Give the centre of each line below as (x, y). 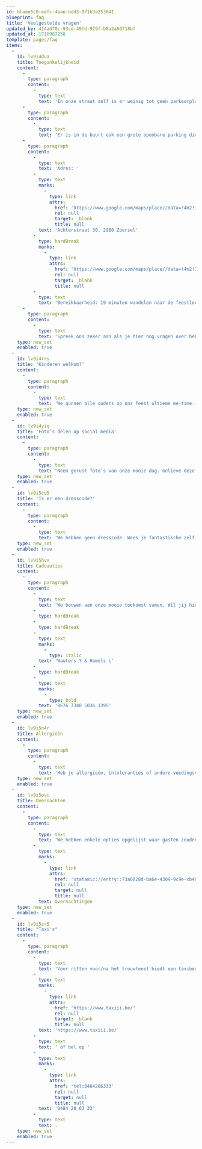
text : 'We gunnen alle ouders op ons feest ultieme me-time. (117, 404)
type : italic (66, 655)
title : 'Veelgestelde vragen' (44, 23)
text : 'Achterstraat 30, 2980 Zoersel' (88, 230)
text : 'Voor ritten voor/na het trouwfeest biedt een (107, 969)
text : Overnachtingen (66, 902)
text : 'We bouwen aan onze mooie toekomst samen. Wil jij (112, 605)
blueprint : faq (25, 17)
